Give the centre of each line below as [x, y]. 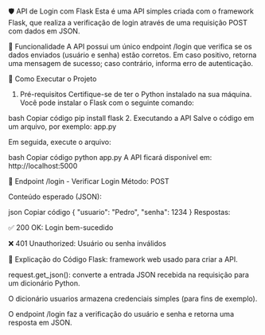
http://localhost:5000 [43, 166]
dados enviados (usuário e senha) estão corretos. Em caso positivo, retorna [132, 55]
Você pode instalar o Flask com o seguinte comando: [107, 103]
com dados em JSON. [44, 31]
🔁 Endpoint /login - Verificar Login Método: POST [89, 181]
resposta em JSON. [41, 322]
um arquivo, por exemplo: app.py [62, 127]
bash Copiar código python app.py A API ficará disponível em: [110, 157]
